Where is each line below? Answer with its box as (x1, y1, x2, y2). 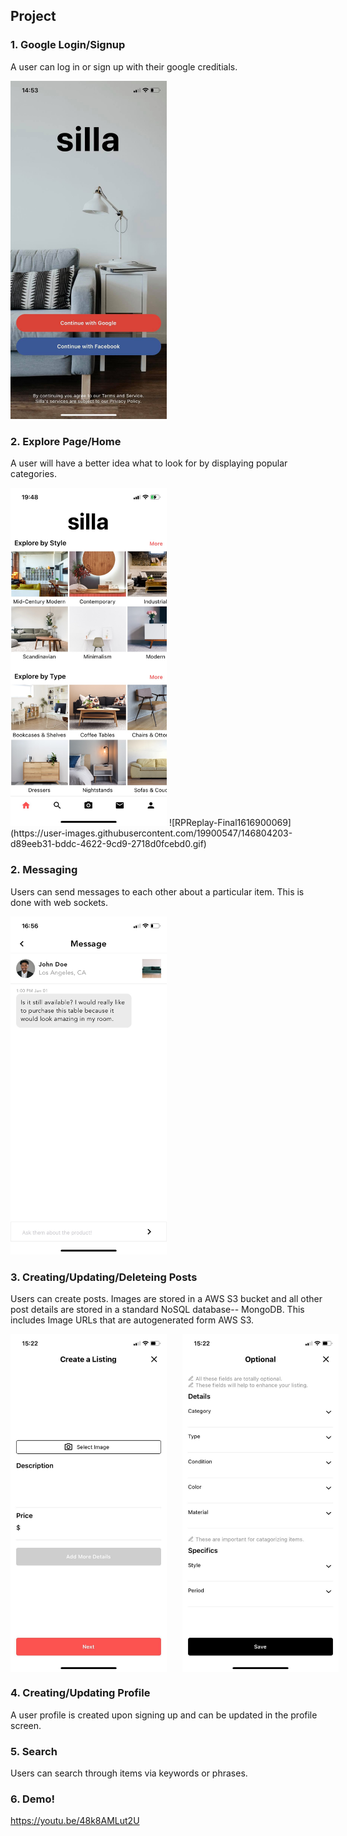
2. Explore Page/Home (10, 434, 122, 448)
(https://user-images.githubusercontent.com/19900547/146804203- (10, 827, 293, 839)
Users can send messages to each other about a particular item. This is (10, 885, 305, 898)
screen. (10, 1719, 42, 1731)
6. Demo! (10, 1792, 56, 1806)
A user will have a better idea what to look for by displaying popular (10, 457, 288, 469)
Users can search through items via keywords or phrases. (10, 1767, 248, 1779)
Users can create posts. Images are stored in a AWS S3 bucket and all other (10, 1293, 323, 1305)
